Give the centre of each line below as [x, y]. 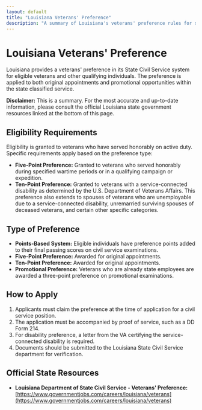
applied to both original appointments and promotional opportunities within [99, 83]
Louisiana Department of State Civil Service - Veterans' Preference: [101, 388]
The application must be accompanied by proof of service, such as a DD [105, 322]
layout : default [26, 12]
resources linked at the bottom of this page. [60, 114]
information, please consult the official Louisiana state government [89, 107]
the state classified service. [40, 89]
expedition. [29, 178]
